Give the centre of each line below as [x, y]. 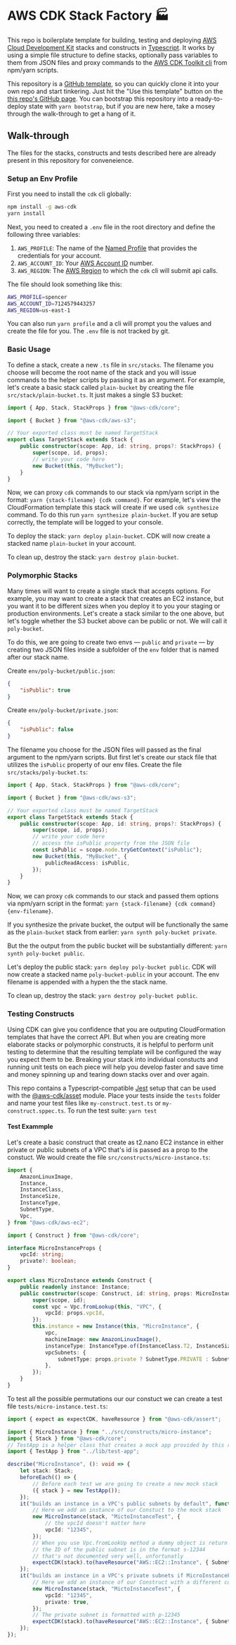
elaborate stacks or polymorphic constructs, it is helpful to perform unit [111, 1044]
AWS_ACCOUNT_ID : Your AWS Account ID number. [85, 263]
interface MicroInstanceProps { [54, 1248]
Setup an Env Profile [43, 178]
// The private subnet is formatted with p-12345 [106, 1615]
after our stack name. [38, 657]
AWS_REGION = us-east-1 [39, 310]
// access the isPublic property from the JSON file [111, 843]
